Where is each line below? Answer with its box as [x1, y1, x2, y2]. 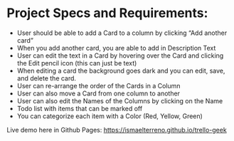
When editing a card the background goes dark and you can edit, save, [16, 66, 225, 75]
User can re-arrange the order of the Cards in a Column [16, 81, 181, 90]
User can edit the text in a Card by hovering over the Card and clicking [16, 51, 224, 60]
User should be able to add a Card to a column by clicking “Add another [16, 28, 228, 37]
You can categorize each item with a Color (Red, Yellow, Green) [16, 112, 203, 120]
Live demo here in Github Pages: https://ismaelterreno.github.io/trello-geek [6, 125, 227, 134]
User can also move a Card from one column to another [16, 89, 181, 98]
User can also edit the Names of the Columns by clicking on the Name [16, 96, 223, 105]
